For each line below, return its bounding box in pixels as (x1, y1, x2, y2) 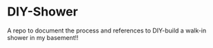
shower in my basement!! (7, 33, 79, 41)
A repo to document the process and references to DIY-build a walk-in (7, 26, 207, 34)
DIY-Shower (7, 4, 78, 20)
